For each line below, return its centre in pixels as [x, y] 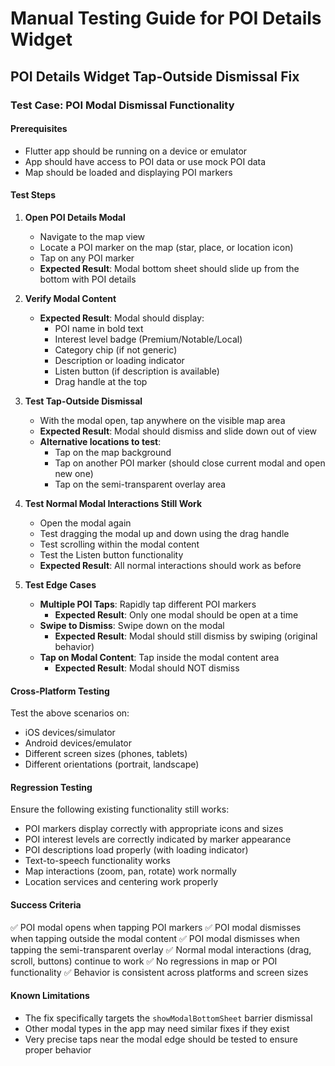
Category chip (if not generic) [116, 349]
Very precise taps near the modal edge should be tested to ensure [161, 1039]
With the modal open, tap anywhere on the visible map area [162, 420]
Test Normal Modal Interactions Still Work [113, 503]
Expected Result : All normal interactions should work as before [170, 565]
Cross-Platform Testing [60, 691]
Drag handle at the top [101, 381]
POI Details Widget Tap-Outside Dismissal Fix [155, 76]
